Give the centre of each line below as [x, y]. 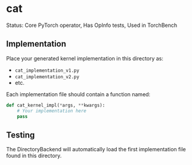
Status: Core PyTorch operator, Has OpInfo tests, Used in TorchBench [92, 25]
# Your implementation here [52, 111]
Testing [21, 135]
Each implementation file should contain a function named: [78, 94]
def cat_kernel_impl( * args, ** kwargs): [56, 105]
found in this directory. [34, 156]
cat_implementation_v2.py [47, 77]
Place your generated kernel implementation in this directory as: [85, 58]
